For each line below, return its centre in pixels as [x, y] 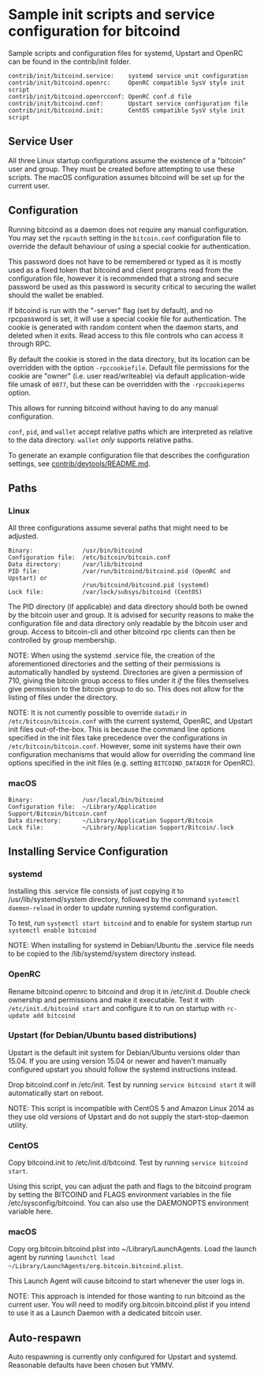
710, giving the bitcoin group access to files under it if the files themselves [129, 681]
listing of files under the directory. [63, 697]
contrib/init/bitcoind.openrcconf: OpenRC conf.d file [100, 96]
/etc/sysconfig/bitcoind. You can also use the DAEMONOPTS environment [128, 1203]
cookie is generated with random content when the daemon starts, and [123, 327]
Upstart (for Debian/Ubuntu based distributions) [102, 1035]
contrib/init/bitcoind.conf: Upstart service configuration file [128, 103]
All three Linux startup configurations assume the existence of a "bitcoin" [127, 160]
